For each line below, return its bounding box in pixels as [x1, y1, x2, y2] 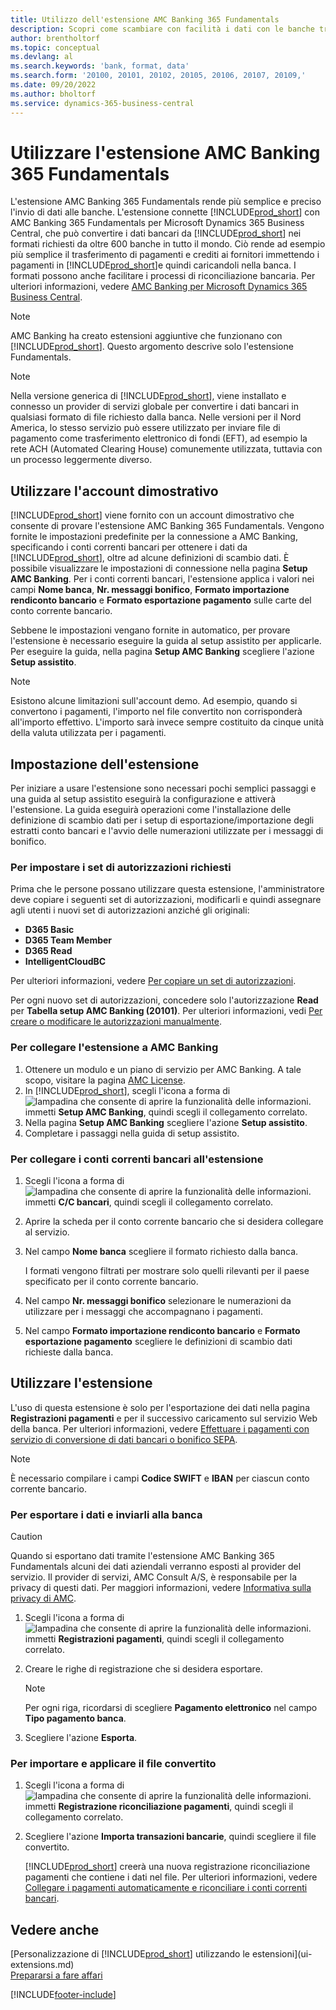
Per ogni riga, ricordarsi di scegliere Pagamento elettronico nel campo [24, 1702, 318, 1714]
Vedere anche [10, 1921, 100, 1938]
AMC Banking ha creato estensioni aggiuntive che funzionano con [10, 330, 283, 342]
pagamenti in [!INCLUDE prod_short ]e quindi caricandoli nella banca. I [10, 259, 297, 271]
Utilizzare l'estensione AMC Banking [10, 141, 321, 164]
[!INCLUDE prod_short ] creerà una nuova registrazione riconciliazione [24, 1861, 311, 1873]
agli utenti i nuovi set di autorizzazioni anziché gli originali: [10, 904, 250, 916]
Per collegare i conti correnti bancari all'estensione [10, 1152, 264, 1166]
